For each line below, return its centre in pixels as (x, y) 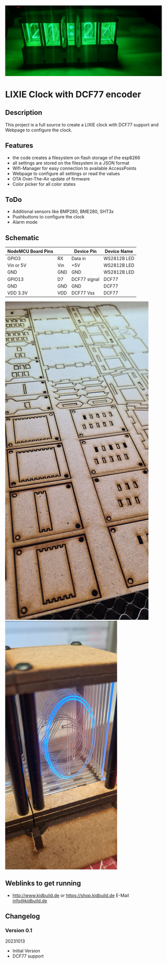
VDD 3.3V (18, 293)
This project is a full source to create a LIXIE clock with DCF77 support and (82, 124)
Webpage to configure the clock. (39, 130)
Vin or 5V (17, 265)
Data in (79, 258)
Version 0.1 (19, 930)
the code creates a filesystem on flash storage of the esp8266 (76, 158)
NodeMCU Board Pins (30, 251)
